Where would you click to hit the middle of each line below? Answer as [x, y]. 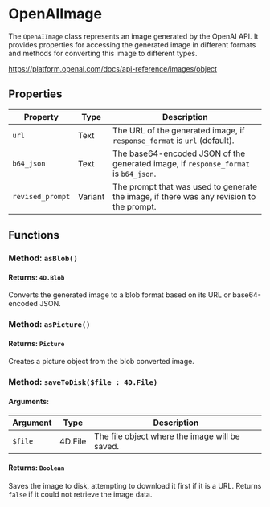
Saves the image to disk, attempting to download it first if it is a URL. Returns [135, 485]
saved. [106, 446]
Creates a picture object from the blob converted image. [101, 362]
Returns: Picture [37, 343]
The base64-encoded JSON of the [179, 153]
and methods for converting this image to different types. [103, 53]
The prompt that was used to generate [185, 186]
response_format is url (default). [173, 140]
